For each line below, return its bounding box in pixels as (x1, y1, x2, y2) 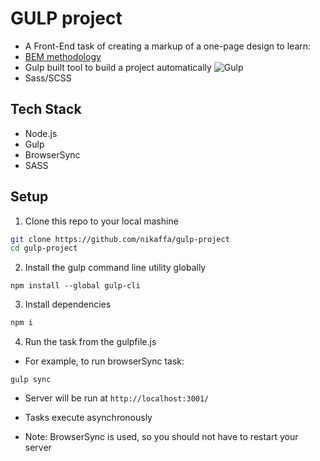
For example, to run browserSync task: (24, 355, 185, 367)
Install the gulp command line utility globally (24, 262, 207, 274)
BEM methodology (24, 50, 102, 62)
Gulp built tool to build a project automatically (24, 61, 212, 73)
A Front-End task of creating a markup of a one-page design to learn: (24, 40, 312, 52)
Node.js (24, 127, 58, 139)
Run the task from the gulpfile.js (24, 336, 157, 348)
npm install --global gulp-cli (10, 281, 141, 291)
